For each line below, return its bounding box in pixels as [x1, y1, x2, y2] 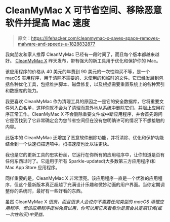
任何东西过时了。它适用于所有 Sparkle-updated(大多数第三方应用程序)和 [5, 158, 156, 164]
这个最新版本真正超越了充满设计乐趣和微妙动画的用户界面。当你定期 [18, 181, 160, 187]
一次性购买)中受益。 [5, 211, 47, 217]
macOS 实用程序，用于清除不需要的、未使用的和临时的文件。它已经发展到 [5, 75, 159, 81]
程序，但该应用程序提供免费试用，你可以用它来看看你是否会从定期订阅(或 [9, 205, 162, 211]
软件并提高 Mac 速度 [5, 17, 91, 29]
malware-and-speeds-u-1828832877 [17, 41, 96, 47]
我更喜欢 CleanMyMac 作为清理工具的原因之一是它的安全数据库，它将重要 [5, 98, 160, 104]
